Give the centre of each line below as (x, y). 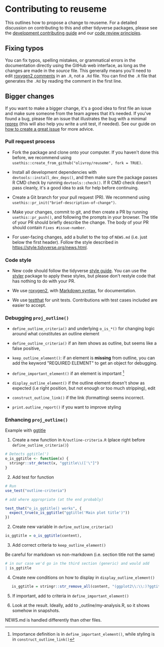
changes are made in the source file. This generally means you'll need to (78, 70)
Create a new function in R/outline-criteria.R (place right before (79, 440)
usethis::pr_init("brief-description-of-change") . (64, 202)
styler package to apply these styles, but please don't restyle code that (84, 276)
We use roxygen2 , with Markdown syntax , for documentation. (74, 291)
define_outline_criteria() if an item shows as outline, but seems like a (84, 343)
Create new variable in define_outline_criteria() (63, 527)
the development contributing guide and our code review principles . (73, 33)
